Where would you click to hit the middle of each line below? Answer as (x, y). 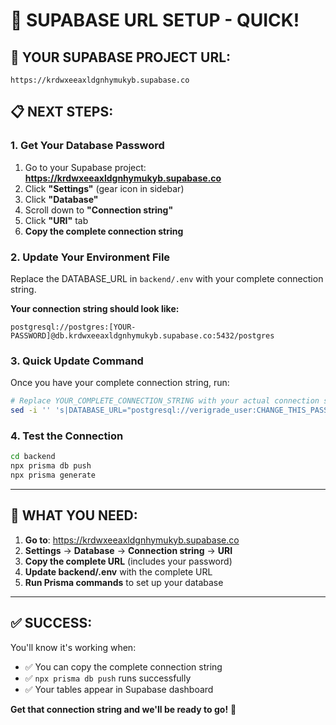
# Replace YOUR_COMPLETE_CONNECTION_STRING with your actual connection (165, 401)
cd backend (33, 457)
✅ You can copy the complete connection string (123, 666)
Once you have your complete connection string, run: (120, 383)
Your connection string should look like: (95, 308)
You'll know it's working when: (73, 647)
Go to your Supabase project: (85, 167)
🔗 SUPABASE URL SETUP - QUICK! (155, 20)
